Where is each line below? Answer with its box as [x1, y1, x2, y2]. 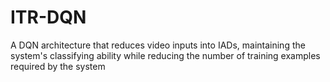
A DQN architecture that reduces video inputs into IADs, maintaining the [10, 39, 306, 51]
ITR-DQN [10, 6, 87, 29]
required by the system [10, 60, 106, 72]
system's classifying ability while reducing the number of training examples [10, 49, 321, 61]
